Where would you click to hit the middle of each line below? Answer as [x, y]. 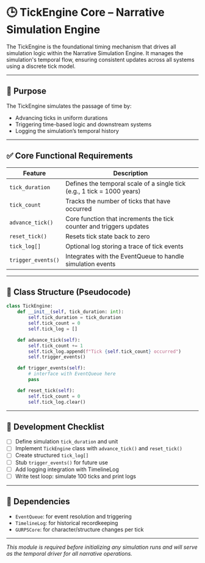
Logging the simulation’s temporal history [67, 130]
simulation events [90, 263]
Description [131, 173]
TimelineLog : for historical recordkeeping [67, 523]
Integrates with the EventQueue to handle [124, 256]
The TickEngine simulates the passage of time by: [69, 106]
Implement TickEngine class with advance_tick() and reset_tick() [99, 448]
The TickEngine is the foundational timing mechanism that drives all [91, 47]
